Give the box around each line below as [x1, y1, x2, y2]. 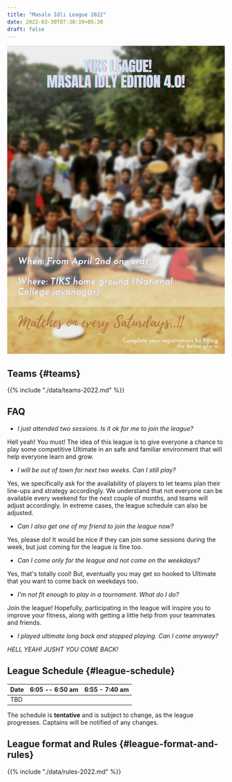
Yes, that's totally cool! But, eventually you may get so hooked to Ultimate [7, 569, 216, 577]
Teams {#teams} [7, 367, 81, 380]
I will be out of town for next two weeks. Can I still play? [17, 465, 176, 474]
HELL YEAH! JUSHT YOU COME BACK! [7, 645, 119, 653]
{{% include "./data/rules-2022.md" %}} [7, 767, 122, 776]
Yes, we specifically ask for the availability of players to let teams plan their [7, 479, 221, 487]
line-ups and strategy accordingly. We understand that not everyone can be [7, 486, 223, 494]
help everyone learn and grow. [7, 452, 94, 460]
